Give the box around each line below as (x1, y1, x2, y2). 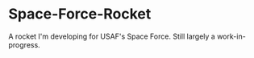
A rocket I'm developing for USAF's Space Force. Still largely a (8, 31, 215, 41)
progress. (8, 39, 40, 49)
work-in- (216, 31, 246, 41)
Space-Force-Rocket (8, 5, 152, 23)
